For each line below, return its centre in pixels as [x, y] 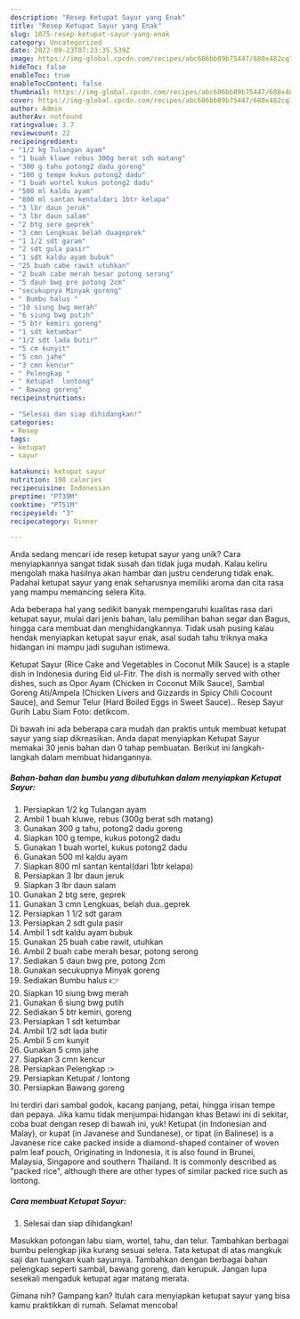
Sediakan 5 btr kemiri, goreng [77, 1012]
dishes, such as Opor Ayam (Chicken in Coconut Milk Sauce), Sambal [138, 684]
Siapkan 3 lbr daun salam [69, 886]
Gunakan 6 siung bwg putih [73, 1003]
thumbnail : [30, 92]
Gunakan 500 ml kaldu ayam [75, 857]
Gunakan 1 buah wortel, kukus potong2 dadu [105, 847]
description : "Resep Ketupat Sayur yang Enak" [98, 17]
